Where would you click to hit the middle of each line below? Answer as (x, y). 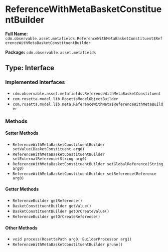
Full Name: (17, 34)
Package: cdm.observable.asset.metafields (51, 52)
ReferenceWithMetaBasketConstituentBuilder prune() (67, 245)
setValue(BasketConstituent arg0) (48, 149)
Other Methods (21, 228)
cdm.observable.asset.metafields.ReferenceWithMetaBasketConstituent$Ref (84, 39)
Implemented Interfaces (35, 82)
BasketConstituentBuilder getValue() (52, 206)
